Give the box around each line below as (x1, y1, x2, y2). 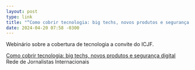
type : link (6, 14, 33, 20)
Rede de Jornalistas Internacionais (6, 58, 89, 65)
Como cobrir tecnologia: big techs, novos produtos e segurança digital (6, 52, 176, 59)
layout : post (6, 8, 38, 15)
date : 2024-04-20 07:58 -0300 (6, 24, 80, 31)
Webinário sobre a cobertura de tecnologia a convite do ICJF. (6, 41, 154, 48)
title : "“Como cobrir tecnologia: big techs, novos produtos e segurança (6, 19, 190, 25)
